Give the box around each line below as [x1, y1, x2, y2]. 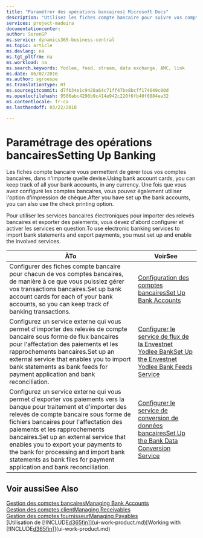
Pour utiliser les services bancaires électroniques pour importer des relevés [6, 212, 195, 219]
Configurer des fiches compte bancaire [9, 262, 121, 271]
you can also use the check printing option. [6, 200, 114, 208]
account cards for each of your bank [9, 292, 113, 301]
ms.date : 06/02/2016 [6, 71, 59, 77]
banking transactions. [9, 307, 71, 316]
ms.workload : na [6, 59, 47, 65]
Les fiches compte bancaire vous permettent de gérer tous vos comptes [6, 168, 186, 176]
